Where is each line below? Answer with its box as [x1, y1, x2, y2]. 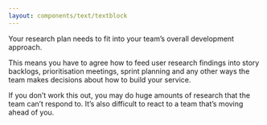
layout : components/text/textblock [8, 11, 128, 20]
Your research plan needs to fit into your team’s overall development [8, 34, 235, 43]
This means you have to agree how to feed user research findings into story [8, 58, 260, 67]
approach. [8, 42, 43, 52]
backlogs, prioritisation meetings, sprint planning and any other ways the [8, 66, 250, 76]
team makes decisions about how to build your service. [8, 75, 191, 84]
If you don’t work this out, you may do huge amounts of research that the [8, 90, 251, 100]
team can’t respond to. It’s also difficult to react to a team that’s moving [8, 99, 244, 108]
